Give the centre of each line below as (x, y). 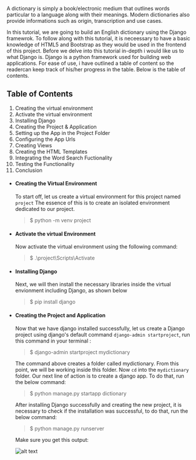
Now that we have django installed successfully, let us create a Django (100, 328)
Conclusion (29, 170)
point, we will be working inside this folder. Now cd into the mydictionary (102, 369)
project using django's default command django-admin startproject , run (102, 334)
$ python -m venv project (60, 220)
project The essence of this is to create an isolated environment (92, 203)
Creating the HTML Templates (51, 151)
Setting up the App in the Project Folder (62, 133)
